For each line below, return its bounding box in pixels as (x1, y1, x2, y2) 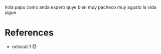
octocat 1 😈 (12, 43, 37, 49)
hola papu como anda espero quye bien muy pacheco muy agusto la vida (5, 4, 156, 10)
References (5, 27, 54, 38)
